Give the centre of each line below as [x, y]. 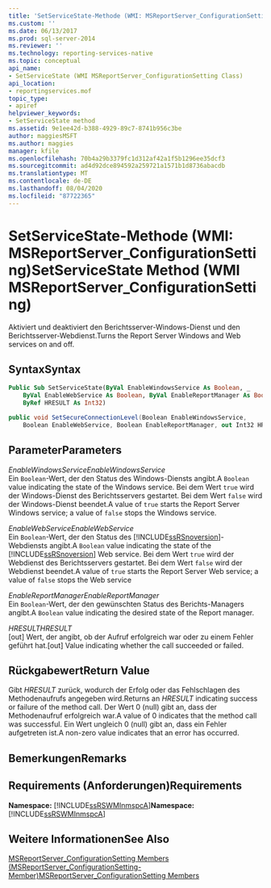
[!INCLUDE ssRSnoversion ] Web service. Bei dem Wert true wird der [121, 554]
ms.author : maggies [41, 143]
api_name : [25, 69]
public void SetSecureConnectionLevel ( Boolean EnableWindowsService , [128, 417]
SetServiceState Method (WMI [135, 270]
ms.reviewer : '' [35, 46]
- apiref [23, 106]
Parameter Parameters [65, 450]
